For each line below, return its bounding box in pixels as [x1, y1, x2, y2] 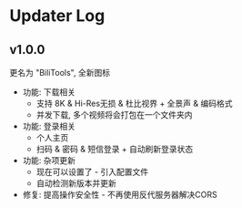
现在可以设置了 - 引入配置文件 [35, 166, 148, 177]
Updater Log [9, 5, 106, 26]
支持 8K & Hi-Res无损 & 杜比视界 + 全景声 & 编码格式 [35, 98, 234, 109]
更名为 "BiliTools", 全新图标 [9, 68, 111, 78]
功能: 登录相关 [22, 120, 76, 131]
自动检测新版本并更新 [35, 178, 116, 188]
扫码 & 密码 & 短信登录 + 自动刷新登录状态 [35, 143, 194, 154]
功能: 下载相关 [22, 87, 76, 97]
